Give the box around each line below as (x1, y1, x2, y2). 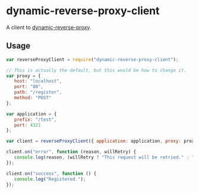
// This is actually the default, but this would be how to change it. (6, 67, 187, 73)
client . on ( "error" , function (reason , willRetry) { (6, 149, 136, 155)
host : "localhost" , (14, 78, 62, 84)
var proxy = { (6, 73, 41, 79)
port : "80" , (14, 84, 44, 90)
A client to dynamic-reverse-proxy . (6, 24, 92, 31)
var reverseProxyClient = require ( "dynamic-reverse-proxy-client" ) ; (6, 56, 179, 63)
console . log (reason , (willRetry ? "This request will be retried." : (14, 155, 190, 160)
